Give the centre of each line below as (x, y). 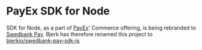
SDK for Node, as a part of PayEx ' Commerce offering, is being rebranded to (101, 28)
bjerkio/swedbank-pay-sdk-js (43, 40)
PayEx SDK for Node (58, 11)
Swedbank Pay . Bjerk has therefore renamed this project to (79, 34)
